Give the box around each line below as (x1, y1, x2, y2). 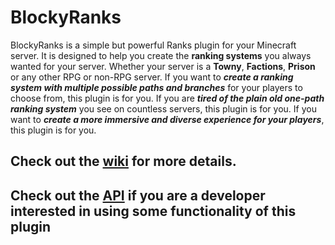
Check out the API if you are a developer (10, 187, 266, 204)
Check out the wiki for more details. (10, 153, 237, 170)
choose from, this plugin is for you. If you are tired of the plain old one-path (10, 92, 325, 104)
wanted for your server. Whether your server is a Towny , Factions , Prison (10, 60, 316, 72)
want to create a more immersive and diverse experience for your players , (10, 113, 325, 125)
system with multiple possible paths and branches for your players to (10, 81, 303, 93)
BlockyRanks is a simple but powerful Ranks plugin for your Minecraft (10, 39, 297, 51)
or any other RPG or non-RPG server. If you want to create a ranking (10, 71, 294, 83)
